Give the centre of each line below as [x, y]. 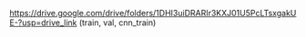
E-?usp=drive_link [43, 23]
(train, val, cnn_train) [117, 23]
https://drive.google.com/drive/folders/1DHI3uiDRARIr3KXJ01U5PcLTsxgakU [153, 13]
